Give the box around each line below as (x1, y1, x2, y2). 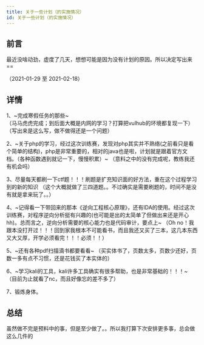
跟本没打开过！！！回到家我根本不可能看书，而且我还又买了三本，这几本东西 (6, 227, 198, 234)
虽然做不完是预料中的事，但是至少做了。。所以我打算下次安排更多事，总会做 (6, 324, 195, 332)
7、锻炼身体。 (6, 288, 41, 295)
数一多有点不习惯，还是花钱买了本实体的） (6, 254, 113, 262)
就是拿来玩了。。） (11, 191, 55, 198)
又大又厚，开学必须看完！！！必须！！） (6, 234, 107, 242)
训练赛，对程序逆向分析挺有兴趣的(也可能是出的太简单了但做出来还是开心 (6, 211, 189, 219)
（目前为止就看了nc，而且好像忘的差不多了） (6, 275, 120, 282)
